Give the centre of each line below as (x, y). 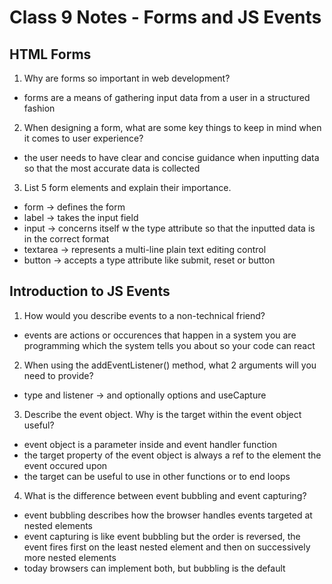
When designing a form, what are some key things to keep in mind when (172, 127)
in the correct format (66, 239)
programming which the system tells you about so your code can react (169, 345)
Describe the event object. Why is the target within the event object (162, 414)
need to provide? (58, 375)
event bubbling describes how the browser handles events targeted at (168, 515)
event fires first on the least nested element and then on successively (167, 547)
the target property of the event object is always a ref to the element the (172, 455)
